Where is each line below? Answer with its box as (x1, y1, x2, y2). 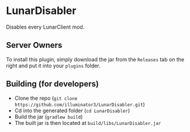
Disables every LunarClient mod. (6, 23, 85, 30)
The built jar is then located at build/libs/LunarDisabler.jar (14, 119, 161, 126)
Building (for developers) (6, 79, 99, 89)
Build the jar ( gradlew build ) (14, 113, 83, 120)
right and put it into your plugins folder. (6, 62, 101, 69)
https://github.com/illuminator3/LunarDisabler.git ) (14, 100, 145, 107)
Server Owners (6, 40, 63, 50)
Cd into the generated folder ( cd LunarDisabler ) (14, 107, 130, 114)
